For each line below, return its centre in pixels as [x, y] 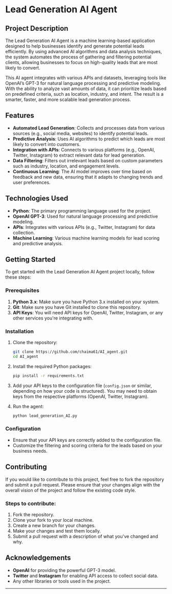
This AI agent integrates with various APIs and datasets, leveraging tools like [86, 78]
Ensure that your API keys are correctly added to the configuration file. [87, 440]
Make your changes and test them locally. [57, 531]
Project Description [37, 28]
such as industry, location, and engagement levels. [66, 166]
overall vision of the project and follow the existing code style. [71, 490]
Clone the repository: [35, 343]
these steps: [18, 277]
